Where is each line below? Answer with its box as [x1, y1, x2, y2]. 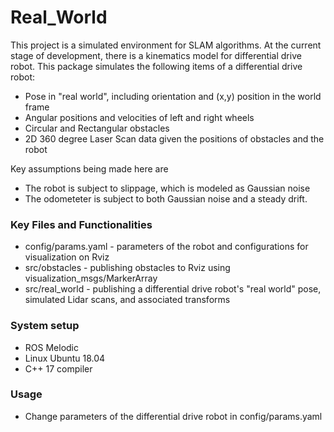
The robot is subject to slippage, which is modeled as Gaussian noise [24, 182, 311, 194]
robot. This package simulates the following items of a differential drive [10, 60, 303, 72]
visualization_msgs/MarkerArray [24, 272, 158, 285]
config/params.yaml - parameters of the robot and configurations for [24, 241, 309, 253]
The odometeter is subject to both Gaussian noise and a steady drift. [24, 192, 308, 205]
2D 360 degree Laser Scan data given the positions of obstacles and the [24, 132, 325, 145]
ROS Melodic [24, 341, 79, 353]
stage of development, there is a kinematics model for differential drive [10, 49, 302, 61]
